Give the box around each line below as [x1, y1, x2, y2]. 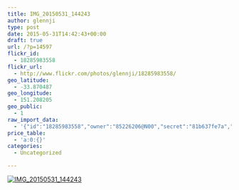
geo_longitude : [7, 90, 53, 97]
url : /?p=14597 [7, 43, 53, 51]
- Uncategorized [14, 149, 62, 157]
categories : [7, 143, 43, 150]
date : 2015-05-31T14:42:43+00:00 [7, 30, 107, 38]
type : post [7, 23, 40, 31]
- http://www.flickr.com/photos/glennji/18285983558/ [14, 70, 176, 77]
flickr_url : [7, 63, 43, 70]
